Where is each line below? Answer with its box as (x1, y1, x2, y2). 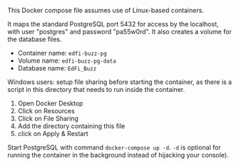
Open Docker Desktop (17, 99, 83, 108)
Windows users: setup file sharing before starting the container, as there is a (7, 78, 232, 86)
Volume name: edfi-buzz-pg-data (17, 56, 116, 65)
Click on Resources (17, 107, 75, 115)
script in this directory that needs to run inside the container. (7, 85, 185, 93)
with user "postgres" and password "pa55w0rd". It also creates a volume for (7, 28, 232, 36)
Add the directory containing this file (17, 122, 126, 130)
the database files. (7, 35, 62, 43)
